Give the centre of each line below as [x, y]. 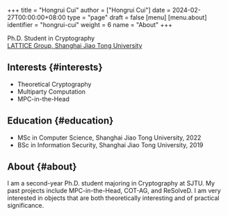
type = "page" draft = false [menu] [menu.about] [137, 17]
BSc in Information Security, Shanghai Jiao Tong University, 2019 [110, 144]
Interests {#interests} [55, 68]
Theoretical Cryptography [54, 84]
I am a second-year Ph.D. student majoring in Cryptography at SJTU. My [111, 183]
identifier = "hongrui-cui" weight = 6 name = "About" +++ [90, 25]
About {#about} [42, 167]
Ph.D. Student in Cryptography [51, 38]
